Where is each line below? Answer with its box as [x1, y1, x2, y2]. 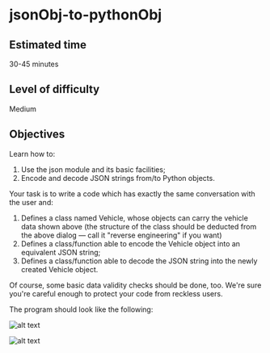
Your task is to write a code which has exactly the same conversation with [9, 188, 255, 199]
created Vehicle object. [20, 264, 99, 274]
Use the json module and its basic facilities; [20, 164, 166, 174]
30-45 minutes [9, 59, 59, 69]
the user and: [9, 197, 53, 207]
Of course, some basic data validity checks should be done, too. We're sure [9, 280, 262, 290]
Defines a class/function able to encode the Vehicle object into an [20, 238, 241, 248]
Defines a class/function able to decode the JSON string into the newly [20, 256, 258, 266]
